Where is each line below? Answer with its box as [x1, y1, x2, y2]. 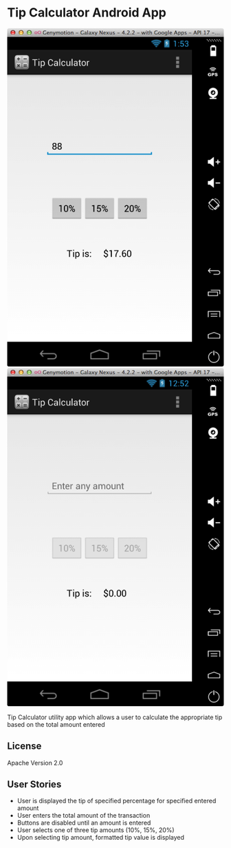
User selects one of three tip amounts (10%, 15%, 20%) [16, 826, 175, 834]
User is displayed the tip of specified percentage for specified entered [16, 797, 217, 805]
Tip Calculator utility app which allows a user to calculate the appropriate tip [7, 713, 223, 721]
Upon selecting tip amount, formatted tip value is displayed [16, 834, 184, 842]
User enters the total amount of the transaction [16, 811, 151, 820]
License [7, 741, 42, 752]
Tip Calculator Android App [7, 5, 167, 21]
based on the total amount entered [7, 720, 105, 728]
